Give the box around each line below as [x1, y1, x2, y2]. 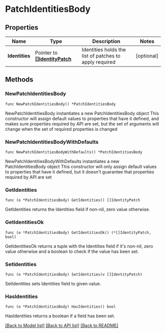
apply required [82, 58, 116, 65]
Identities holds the [82, 46, 126, 53]
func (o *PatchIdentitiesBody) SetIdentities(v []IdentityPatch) [5, 272, 142, 277]
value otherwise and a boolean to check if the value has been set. [5, 248, 139, 254]
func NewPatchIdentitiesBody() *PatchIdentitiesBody [5, 102, 116, 107]
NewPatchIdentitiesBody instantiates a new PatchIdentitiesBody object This [5, 110, 159, 116]
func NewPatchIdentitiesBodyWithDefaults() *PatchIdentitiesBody [5, 150, 142, 155]
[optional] [135, 53, 159, 59]
